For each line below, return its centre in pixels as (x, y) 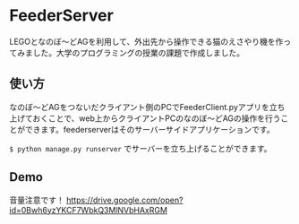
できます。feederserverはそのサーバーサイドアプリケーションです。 (149, 129)
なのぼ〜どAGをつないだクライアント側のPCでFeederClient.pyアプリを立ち (147, 107)
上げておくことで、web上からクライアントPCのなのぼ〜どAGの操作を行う (145, 118)
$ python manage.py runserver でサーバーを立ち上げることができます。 (141, 148)
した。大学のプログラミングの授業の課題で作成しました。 (138, 52)
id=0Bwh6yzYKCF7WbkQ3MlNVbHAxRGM (89, 210)
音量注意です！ (37, 200)
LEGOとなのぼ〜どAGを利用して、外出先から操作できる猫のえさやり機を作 (146, 41)
